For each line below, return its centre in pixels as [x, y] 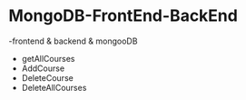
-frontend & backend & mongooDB [73, 41]
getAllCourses [48, 58]
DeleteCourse [47, 77]
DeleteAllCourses [54, 87]
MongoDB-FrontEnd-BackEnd [123, 16]
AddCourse [43, 68]
